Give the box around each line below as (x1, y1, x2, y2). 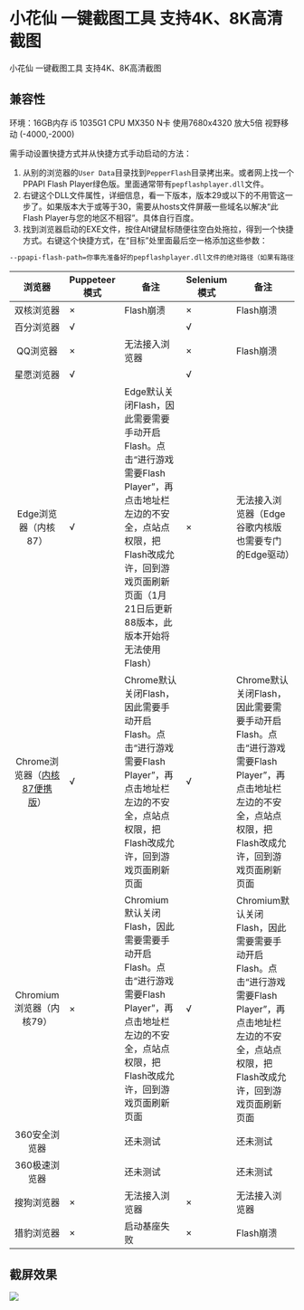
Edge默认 (124, 385, 165, 398)
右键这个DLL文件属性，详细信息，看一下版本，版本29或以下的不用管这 (22, 189, 285, 200)
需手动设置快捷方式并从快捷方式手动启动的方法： (9, 147, 192, 158)
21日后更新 (124, 603, 174, 615)
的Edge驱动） (236, 548, 295, 561)
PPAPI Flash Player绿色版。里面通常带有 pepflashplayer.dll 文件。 (22, 178, 269, 189)
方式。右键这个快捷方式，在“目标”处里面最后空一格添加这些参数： (22, 234, 269, 245)
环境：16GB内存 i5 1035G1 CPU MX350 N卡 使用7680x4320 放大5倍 (9, 117, 263, 128)
